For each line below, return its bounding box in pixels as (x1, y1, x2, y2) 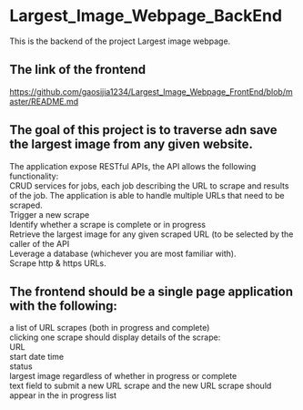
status (9, 361, 34, 372)
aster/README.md (9, 96, 79, 107)
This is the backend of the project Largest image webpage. (9, 36, 231, 46)
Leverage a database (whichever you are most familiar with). (9, 248, 237, 259)
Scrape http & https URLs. (9, 257, 106, 269)
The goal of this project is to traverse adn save (9, 122, 278, 138)
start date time (9, 352, 65, 363)
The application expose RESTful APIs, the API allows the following (9, 160, 257, 171)
